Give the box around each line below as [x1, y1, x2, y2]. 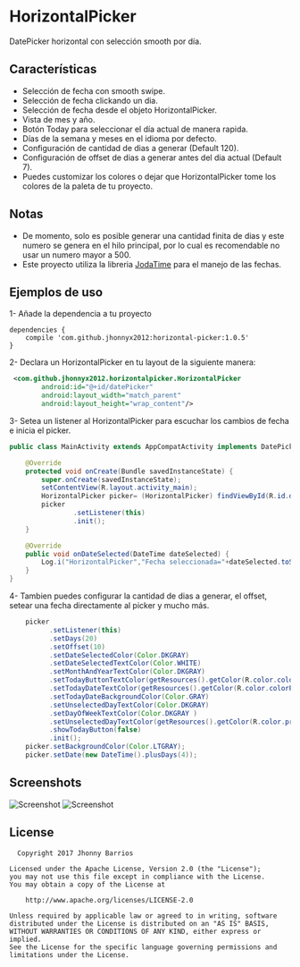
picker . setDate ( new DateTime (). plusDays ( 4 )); [25, 751, 198, 759]
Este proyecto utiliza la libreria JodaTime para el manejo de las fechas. [21, 259, 282, 269]
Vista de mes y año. [21, 114, 96, 124]
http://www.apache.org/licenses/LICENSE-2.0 [25, 895, 194, 904]
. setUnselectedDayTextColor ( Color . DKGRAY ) [48, 700, 210, 709]
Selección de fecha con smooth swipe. [21, 85, 166, 96]
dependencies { [9, 326, 66, 335]
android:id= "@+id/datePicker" [41, 383, 154, 392]
